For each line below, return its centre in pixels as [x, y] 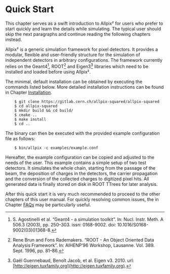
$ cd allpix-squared [36, 106]
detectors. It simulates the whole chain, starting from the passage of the [80, 168]
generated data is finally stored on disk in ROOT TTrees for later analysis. [81, 184]
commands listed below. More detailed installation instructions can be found [84, 87]
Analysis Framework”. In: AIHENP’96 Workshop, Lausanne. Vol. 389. [83, 245]
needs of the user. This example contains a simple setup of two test [76, 163]
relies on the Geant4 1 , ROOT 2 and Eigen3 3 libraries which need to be [77, 66]
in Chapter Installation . [29, 92]
